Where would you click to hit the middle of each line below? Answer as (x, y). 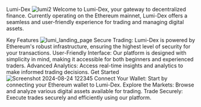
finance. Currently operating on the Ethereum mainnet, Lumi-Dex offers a (97, 16)
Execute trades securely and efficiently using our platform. (79, 97)
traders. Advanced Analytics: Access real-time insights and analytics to (95, 66)
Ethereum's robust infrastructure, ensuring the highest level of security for (98, 46)
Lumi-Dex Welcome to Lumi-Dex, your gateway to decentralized (96, 9)
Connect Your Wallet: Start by (131, 78)
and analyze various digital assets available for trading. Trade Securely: (95, 91)
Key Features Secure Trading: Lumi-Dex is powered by (101, 40)
